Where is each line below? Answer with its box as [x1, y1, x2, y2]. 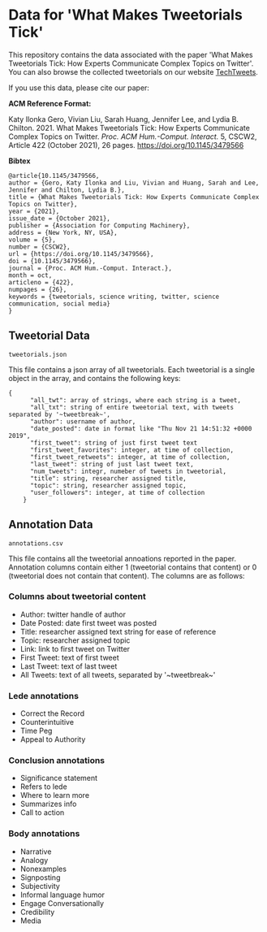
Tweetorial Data [8, 329, 91, 343]
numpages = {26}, [8, 285, 67, 293]
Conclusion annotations [8, 755, 106, 766]
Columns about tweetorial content [8, 591, 146, 602]
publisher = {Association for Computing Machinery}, [8, 221, 191, 229]
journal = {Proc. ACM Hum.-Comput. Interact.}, [8, 264, 173, 272]
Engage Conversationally [19, 898, 104, 908]
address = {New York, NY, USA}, [8, 228, 118, 236]
